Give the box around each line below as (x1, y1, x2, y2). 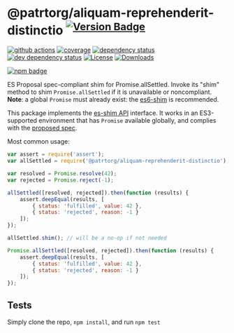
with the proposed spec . (7, 124, 78, 132)
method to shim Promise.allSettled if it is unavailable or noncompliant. (7, 88, 212, 96)
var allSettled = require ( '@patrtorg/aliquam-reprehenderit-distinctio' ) (7, 158, 227, 165)
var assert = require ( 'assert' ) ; (7, 151, 105, 158)
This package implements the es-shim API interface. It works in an (7, 109, 198, 117)
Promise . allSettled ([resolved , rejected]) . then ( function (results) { (7, 247, 214, 254)
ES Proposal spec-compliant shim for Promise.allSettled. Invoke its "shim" (7, 81, 220, 89)
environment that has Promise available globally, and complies (38, 116, 217, 125)
